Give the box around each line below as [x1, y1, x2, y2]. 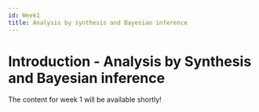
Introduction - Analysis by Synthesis [8, 52, 252, 70]
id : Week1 [8, 11, 41, 20]
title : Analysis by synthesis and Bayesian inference [8, 19, 188, 27]
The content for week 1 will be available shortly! [8, 95, 162, 104]
